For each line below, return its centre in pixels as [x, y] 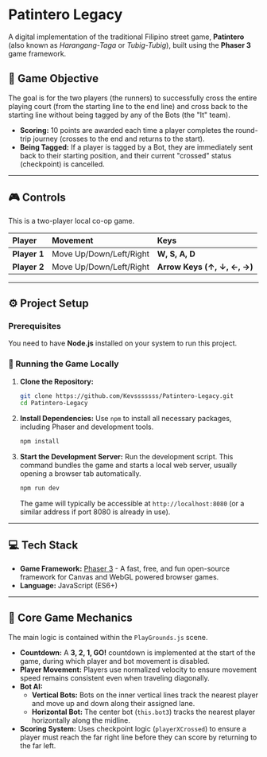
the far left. [38, 745]
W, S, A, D [176, 254]
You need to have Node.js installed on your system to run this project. [123, 343]
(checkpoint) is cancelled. [62, 164]
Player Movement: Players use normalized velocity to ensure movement [138, 669]
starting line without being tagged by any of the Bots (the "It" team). [119, 115]
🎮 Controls [37, 198]
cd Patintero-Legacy [54, 404]
